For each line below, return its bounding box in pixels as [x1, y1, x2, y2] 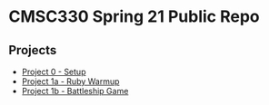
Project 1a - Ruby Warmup [21, 76, 120, 87]
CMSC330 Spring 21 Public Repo [8, 6, 260, 27]
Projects [8, 43, 57, 58]
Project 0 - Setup [21, 66, 86, 77]
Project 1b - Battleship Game [21, 86, 129, 96]
